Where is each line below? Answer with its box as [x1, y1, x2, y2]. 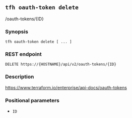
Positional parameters [5, 97, 60, 104]
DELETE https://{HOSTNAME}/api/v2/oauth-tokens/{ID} [5, 62, 117, 67]
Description [5, 74, 34, 80]
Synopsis [5, 28, 28, 35]
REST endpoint [5, 51, 42, 58]
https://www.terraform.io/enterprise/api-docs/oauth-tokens [5, 84, 128, 90]
